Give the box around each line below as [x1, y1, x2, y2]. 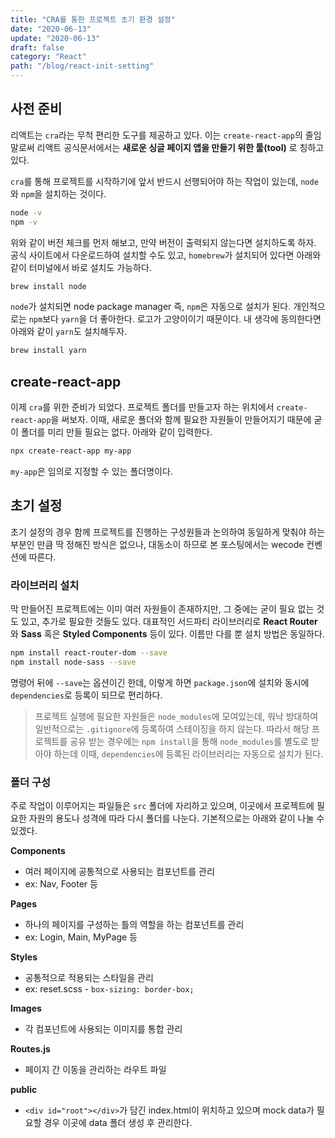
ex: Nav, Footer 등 [24, 878, 98, 890]
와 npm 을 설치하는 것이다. [10, 187, 107, 200]
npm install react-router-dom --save [10, 648, 168, 658]
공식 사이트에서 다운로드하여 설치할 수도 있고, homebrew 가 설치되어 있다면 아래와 [10, 249, 322, 261]
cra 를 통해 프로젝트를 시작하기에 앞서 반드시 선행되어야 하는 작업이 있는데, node [10, 175, 319, 187]
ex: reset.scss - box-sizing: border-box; [24, 983, 195, 995]
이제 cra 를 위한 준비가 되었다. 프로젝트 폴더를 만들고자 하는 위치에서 [10, 401, 275, 413]
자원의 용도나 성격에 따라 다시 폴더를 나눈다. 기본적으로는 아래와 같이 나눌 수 [28, 812, 325, 825]
